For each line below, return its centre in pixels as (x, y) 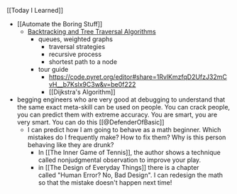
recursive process (75, 54)
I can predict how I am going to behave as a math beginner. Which (124, 130)
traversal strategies (77, 47)
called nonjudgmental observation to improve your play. (120, 160)
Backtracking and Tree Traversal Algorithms (92, 32)
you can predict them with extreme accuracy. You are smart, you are (117, 114)
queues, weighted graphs (75, 39)
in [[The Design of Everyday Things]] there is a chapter (118, 167)
